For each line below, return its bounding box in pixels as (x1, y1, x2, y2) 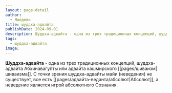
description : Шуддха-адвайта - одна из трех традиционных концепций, (5, 31, 157, 36)
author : (5, 12, 22, 17)
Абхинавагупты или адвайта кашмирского (24, 65, 117, 71)
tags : (5, 36, 17, 42)
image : (5, 46, 19, 51)
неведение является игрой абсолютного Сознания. (5, 82, 118, 88)
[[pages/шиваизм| (117, 65, 157, 71)
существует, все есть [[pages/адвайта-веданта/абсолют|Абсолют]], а (5, 76, 159, 82)
